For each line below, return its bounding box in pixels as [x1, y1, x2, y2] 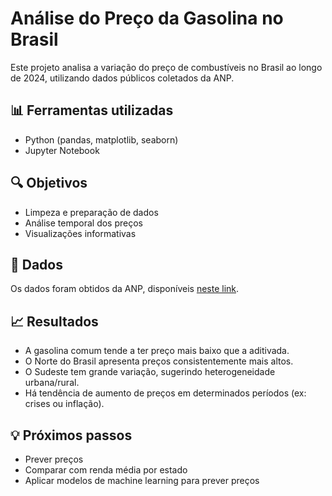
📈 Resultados [10, 313, 99, 330]
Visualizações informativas [24, 227, 137, 239]
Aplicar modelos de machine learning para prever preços [24, 475, 260, 486]
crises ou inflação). [24, 398, 105, 410]
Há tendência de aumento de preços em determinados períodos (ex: [24, 387, 307, 399]
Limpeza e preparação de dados [24, 206, 159, 218]
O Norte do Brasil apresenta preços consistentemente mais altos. [24, 355, 294, 367]
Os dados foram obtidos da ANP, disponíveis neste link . [10, 283, 240, 295]
